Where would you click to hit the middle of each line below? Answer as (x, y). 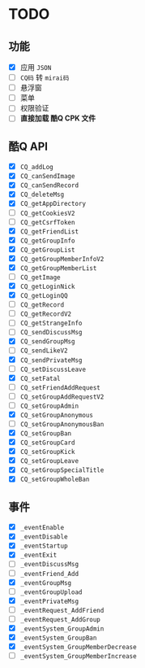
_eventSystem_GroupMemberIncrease (78, 657)
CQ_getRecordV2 (46, 314)
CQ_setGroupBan (46, 434)
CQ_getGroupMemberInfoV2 (62, 259)
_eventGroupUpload (51, 592)
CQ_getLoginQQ (44, 296)
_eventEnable (42, 528)
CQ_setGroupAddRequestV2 (62, 397)
